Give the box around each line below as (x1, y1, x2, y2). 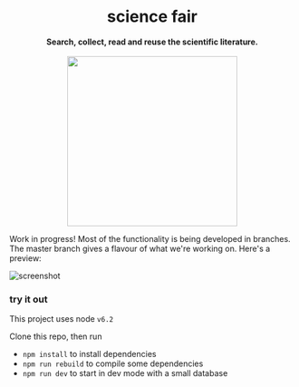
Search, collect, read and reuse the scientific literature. (46, 36, 258, 47)
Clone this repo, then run (9, 331, 102, 342)
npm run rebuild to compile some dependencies (22, 358, 204, 369)
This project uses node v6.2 (9, 314, 114, 324)
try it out (9, 293, 48, 305)
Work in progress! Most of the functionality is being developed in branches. (9, 233, 292, 244)
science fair (107, 6, 198, 27)
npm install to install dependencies (22, 349, 157, 360)
